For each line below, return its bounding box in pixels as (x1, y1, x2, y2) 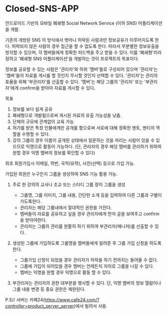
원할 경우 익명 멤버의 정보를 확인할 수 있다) (12, 150, 96, 156)
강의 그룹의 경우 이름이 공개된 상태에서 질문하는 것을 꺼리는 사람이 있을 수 (12, 137, 155, 143)
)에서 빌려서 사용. (74, 303, 108, 309)
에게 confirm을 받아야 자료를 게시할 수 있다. (10, 85, 96, 91)
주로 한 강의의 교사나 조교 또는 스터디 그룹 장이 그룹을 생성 (12, 181, 126, 187)
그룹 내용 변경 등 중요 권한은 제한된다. (12, 286, 86, 292)
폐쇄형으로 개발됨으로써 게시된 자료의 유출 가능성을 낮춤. (12, 112, 122, 118)
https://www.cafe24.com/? (44, 297, 100, 303)
